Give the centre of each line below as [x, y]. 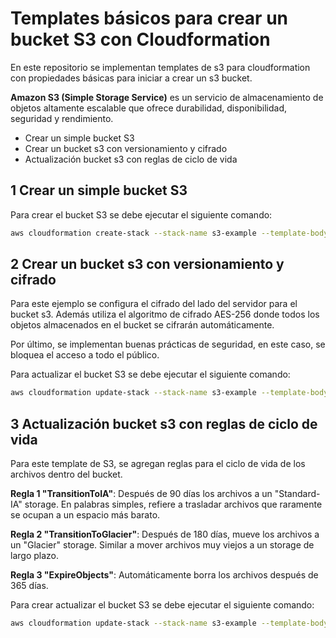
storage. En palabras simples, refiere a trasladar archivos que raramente [173, 504]
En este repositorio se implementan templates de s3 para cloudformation [160, 67]
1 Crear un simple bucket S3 [99, 190]
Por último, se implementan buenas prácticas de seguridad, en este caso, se [168, 344]
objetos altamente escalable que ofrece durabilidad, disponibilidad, [149, 108]
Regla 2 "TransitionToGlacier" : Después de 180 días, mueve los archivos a [165, 534]
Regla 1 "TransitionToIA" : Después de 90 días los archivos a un [141, 494]
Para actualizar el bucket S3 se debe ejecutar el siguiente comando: [150, 374]
